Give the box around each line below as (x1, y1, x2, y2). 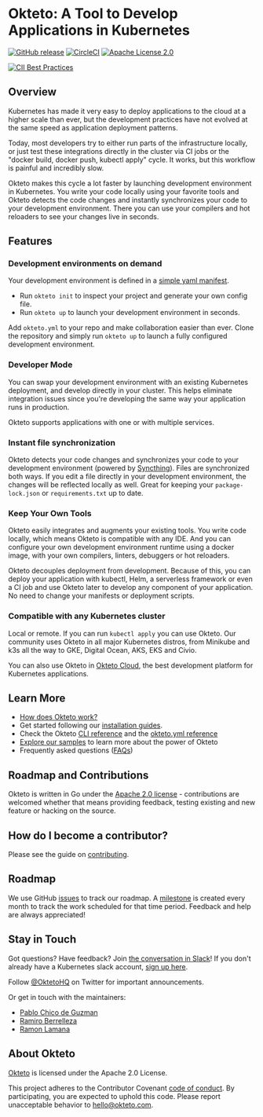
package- (214, 482, 244, 489)
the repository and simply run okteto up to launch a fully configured (8, 331, 228, 341)
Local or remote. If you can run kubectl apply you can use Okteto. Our (8, 628, 236, 638)
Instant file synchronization (8, 437, 116, 448)
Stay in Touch (8, 932, 77, 947)
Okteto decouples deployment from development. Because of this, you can (8, 566, 251, 576)
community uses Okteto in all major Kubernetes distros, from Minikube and (8, 637, 250, 646)
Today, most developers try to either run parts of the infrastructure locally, (8, 138, 248, 148)
